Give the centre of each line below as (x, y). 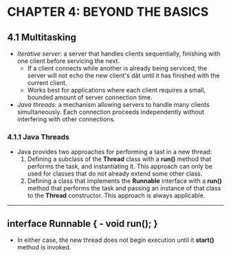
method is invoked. (44, 247)
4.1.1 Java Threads (38, 136)
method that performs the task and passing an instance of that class (124, 188)
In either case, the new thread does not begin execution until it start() (115, 240)
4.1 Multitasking (42, 37)
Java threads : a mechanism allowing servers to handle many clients (113, 105)
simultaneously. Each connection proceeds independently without (111, 112)
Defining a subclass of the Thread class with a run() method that (119, 159)
